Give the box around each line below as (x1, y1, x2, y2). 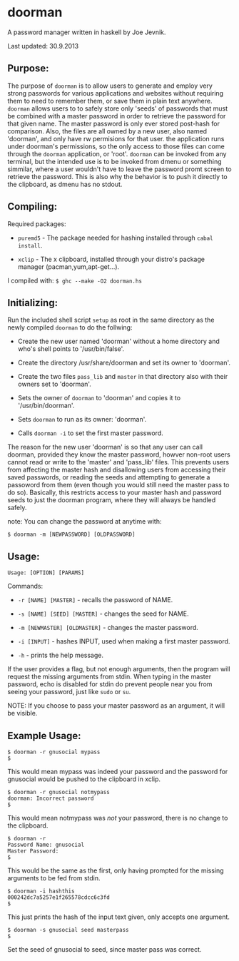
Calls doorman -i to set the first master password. (17, 429, 164, 437)
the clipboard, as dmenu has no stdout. (7, 180, 123, 188)
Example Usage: (7, 729, 81, 742)
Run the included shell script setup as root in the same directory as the (7, 315, 215, 325)
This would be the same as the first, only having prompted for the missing (7, 866, 224, 875)
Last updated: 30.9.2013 (7, 41, 79, 50)
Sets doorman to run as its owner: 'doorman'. (17, 415, 147, 424)
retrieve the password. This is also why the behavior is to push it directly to (7, 172, 228, 180)
